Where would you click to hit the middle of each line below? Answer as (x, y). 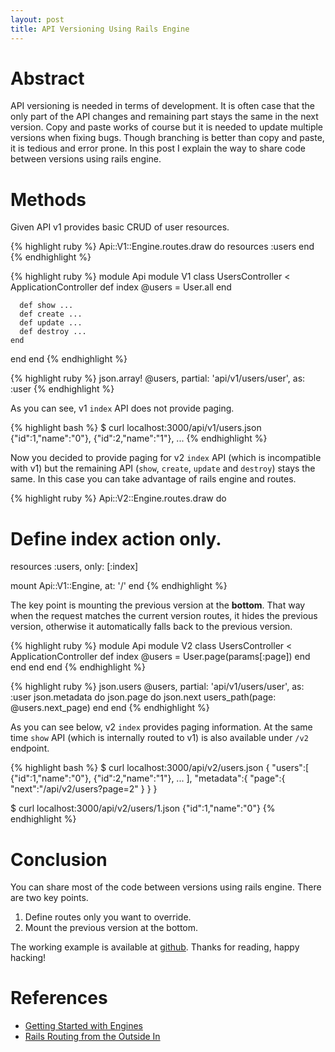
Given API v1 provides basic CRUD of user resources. (120, 227)
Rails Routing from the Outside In (92, 1037)
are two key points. (49, 898)
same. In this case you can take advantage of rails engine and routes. (153, 479)
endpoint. (30, 748)
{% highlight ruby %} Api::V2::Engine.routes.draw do (118, 498)
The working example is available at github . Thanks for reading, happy (155, 947)
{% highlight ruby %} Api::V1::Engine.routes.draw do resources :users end (162, 247)
